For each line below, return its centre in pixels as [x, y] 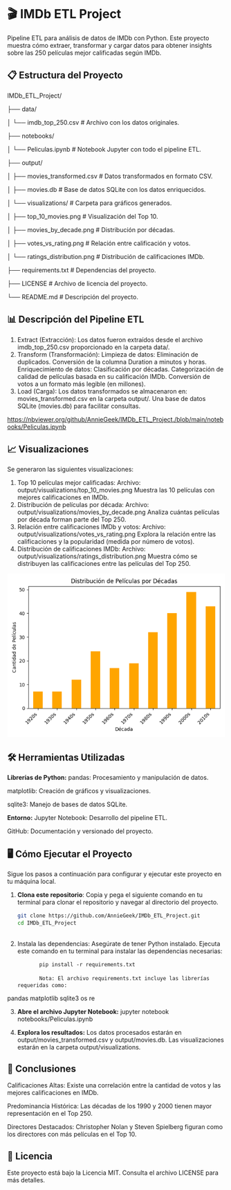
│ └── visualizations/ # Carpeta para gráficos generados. [90, 203]
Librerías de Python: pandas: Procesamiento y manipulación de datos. [108, 778]
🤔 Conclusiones [42, 1069]
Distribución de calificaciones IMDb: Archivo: [81, 549]
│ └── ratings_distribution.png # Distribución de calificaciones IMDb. [106, 256]
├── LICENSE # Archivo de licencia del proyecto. [77, 283]
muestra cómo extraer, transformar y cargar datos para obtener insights [110, 45]
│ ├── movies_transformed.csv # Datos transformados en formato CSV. [110, 176]
